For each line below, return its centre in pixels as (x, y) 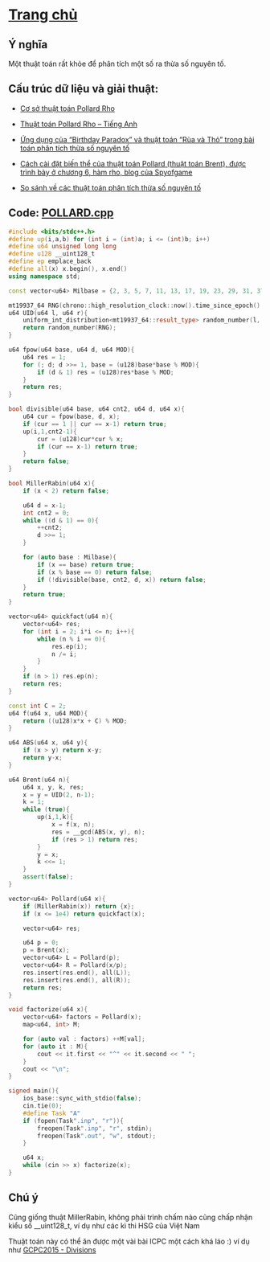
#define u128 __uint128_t (51, 254)
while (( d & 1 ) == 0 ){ (61, 520)
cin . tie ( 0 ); (43, 1106)
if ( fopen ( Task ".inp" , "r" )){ (74, 1121)
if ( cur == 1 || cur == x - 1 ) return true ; (95, 424)
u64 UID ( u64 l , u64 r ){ (48, 313)
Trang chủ (43, 15)
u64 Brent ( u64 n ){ (39, 780)
